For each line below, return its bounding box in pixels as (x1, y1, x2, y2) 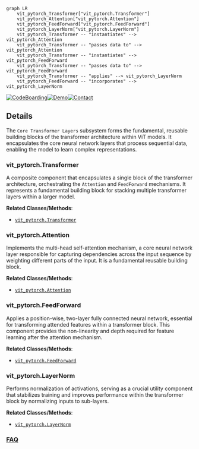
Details (6, 111, 33, 121)
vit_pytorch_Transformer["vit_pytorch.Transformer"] (17, 11, 150, 17)
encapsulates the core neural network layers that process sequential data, (6, 140, 188, 147)
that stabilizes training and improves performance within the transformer (6, 391, 184, 398)
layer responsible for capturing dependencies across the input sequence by (6, 251, 192, 258)
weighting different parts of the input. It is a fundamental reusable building (6, 257, 188, 264)
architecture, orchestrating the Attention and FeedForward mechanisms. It (6, 181, 186, 188)
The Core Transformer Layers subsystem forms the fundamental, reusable (6, 127, 188, 134)
